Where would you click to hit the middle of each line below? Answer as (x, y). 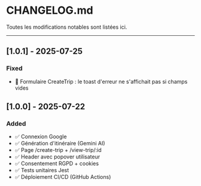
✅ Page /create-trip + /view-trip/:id (58, 150)
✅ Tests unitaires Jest (42, 170)
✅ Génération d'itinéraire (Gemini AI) (60, 144)
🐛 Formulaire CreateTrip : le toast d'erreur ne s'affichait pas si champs (101, 81)
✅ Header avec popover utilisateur (57, 157)
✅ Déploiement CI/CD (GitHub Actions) (63, 177)
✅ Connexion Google (41, 137)
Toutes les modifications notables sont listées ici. (67, 27)
